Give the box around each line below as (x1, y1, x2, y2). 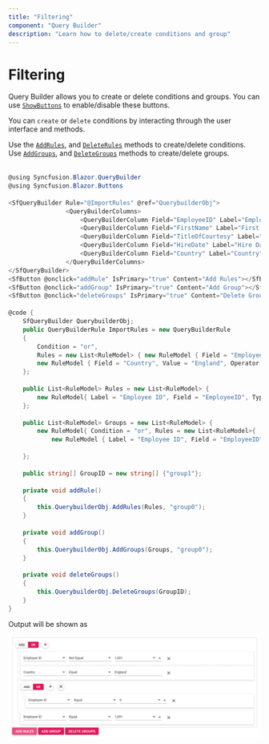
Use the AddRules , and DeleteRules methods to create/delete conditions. (8, 140, 247, 150)
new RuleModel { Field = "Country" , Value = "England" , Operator (37, 359, 260, 368)
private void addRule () (22, 486, 102, 495)
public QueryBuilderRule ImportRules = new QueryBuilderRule (22, 325, 231, 334)
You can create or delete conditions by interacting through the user (8, 116, 231, 126)
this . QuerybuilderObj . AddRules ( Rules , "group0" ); (37, 503, 206, 511)
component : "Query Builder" (8, 21, 102, 30)
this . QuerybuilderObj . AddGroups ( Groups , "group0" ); (37, 545, 214, 553)
